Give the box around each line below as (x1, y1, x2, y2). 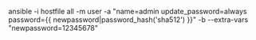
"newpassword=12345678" (8, 24, 98, 32)
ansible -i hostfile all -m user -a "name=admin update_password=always (8, 7, 247, 16)
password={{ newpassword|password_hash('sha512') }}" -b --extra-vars (8, 15, 249, 24)
